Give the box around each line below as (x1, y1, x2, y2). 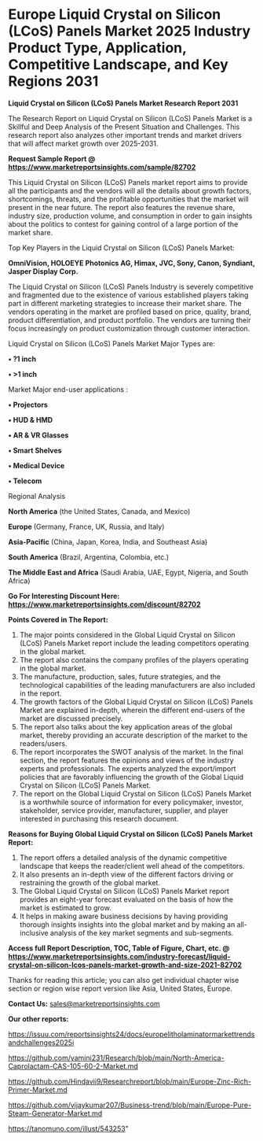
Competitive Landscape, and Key (8, 56, 229, 74)
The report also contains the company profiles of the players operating (19, 655, 249, 664)
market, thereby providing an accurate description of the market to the (19, 730, 248, 740)
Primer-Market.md (8, 1084, 68, 1095)
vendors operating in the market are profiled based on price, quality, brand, (8, 307, 252, 316)
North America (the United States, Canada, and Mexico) (8, 506, 191, 516)
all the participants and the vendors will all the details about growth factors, (8, 186, 252, 195)
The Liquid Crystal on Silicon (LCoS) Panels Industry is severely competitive (8, 282, 254, 291)
